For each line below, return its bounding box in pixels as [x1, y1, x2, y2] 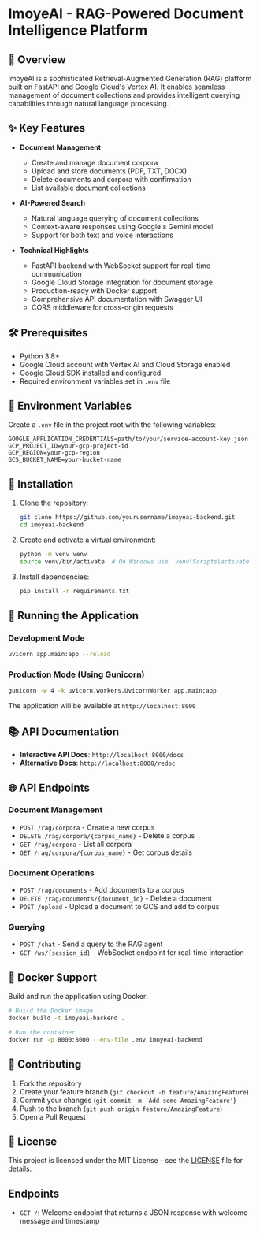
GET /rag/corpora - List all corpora [19, 839, 132, 849]
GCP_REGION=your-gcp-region [8, 449, 101, 457]
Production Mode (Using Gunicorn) [8, 669, 145, 680]
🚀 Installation [8, 477, 74, 491]
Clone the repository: [19, 498, 89, 508]
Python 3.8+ [19, 351, 61, 361]
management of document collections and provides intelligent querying [8, 91, 240, 99]
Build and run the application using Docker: [8, 992, 148, 1001]
